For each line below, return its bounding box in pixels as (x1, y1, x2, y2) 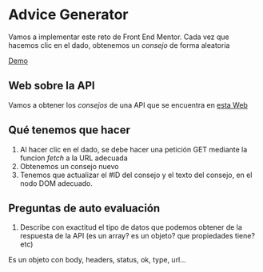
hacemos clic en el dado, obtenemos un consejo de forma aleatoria (8, 40, 230, 49)
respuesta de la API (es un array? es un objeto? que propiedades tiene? (19, 231, 256, 241)
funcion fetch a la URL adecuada (19, 153, 128, 163)
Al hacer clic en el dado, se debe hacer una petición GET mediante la (19, 144, 248, 154)
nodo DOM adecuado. (19, 178, 94, 188)
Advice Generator (8, 6, 129, 24)
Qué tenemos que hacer (8, 124, 130, 137)
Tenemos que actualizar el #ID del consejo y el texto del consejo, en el (19, 170, 253, 179)
